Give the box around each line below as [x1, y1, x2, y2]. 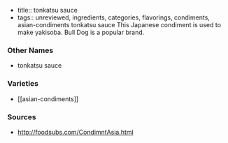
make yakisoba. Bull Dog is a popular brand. [17, 28, 145, 36]
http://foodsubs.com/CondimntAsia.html [17, 128, 134, 136]
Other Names [7, 45, 54, 55]
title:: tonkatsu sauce [17, 6, 78, 14]
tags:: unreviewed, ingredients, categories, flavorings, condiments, [17, 13, 210, 22]
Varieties [7, 79, 38, 89]
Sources [7, 112, 36, 121]
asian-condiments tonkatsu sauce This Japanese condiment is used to [17, 21, 222, 29]
